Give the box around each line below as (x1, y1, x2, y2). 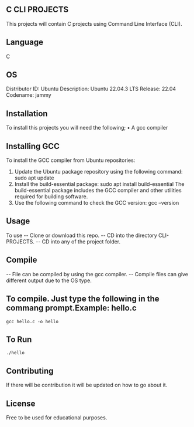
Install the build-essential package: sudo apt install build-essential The (14, 181, 185, 188)
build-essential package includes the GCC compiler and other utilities (14, 187, 182, 194)
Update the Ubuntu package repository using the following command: (14, 168, 183, 175)
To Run (6, 334, 32, 344)
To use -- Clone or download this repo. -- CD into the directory (6, 232, 158, 239)
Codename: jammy (6, 91, 51, 99)
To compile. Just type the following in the (6, 294, 160, 304)
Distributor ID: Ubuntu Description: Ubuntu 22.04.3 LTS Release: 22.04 (6, 85, 176, 93)
